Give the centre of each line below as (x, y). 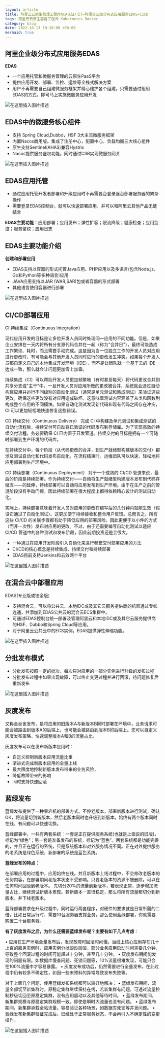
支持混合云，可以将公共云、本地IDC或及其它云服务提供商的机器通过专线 (85, 606)
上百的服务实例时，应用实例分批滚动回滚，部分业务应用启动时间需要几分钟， (82, 948)
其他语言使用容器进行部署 (38, 288)
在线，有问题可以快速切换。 (33, 824)
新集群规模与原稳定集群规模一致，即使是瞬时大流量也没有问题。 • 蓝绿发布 (81, 1002)
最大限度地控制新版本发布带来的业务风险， (55, 769)
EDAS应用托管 (27, 181)
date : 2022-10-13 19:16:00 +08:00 (41, 28)
